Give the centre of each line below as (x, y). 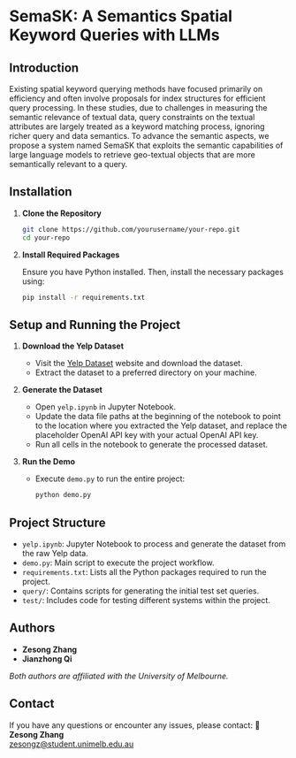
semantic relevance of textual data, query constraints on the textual (132, 117)
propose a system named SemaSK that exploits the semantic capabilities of (146, 145)
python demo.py (63, 495)
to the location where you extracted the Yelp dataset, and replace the (161, 425)
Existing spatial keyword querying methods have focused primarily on (136, 89)
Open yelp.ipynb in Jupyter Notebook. (106, 407)
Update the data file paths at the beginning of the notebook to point (158, 417)
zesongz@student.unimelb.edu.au (72, 744)
